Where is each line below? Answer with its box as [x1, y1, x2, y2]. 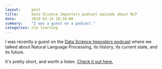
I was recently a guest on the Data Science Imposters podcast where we [5, 39, 152, 45]
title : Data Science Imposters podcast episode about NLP [5, 12, 137, 17]
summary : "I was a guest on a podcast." [5, 21, 96, 26]
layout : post [5, 7, 41, 12]
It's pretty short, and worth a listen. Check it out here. [5, 59, 113, 65]
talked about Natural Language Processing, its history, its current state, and [5, 44, 158, 50]
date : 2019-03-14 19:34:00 [5, 16, 74, 21]
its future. [5, 49, 25, 55]
